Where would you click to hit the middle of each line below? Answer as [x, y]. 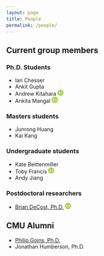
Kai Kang [26, 136]
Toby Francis [31, 171]
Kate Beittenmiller [36, 164]
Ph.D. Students [28, 67]
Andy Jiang [29, 178]
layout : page [22, 13]
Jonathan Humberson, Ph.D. [50, 246]
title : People [24, 19]
